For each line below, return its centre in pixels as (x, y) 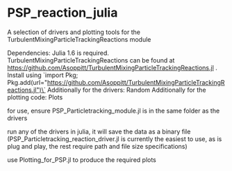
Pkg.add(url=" (27, 82)
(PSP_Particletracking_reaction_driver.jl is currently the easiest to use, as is (115, 139)
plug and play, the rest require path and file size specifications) (97, 146)
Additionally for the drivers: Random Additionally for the (127, 90)
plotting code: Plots (35, 97)
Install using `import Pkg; (43, 75)
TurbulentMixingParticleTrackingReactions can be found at (91, 60)
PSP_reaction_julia (63, 13)
